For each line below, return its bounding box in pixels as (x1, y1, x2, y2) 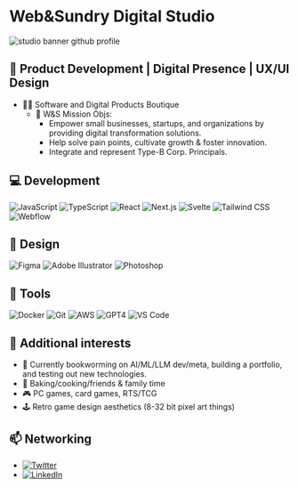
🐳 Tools (9, 286, 52, 301)
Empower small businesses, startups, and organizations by (48, 118, 265, 128)
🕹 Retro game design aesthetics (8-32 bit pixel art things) (21, 402, 236, 411)
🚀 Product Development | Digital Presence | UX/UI (9, 61, 290, 77)
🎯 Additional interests (9, 336, 132, 351)
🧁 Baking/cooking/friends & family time (21, 378, 166, 388)
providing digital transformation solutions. (48, 127, 202, 138)
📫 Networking (9, 432, 92, 447)
